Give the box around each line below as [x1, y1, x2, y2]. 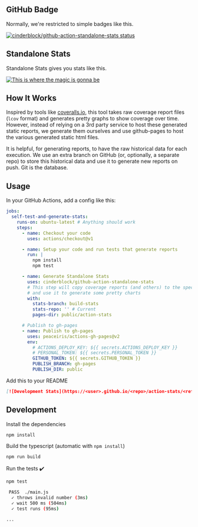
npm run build [6, 454, 41, 460]
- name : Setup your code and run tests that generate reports [21, 246, 178, 253]
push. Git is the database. [6, 164, 68, 171]
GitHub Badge [6, 5, 59, 15]
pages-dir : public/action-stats [32, 312, 112, 318]
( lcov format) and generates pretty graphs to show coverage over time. [6, 115, 180, 122]
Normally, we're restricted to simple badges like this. [6, 20, 134, 27]
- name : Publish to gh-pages [21, 328, 94, 334]
